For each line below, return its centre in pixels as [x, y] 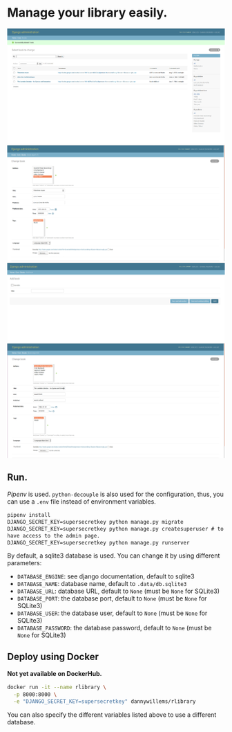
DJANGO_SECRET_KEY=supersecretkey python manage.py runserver [98, 542]
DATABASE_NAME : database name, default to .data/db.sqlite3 [102, 583]
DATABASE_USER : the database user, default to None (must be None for [112, 613]
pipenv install [29, 515]
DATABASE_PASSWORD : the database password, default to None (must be [114, 628]
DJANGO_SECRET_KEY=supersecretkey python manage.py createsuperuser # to [116, 529]
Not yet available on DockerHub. [55, 673]
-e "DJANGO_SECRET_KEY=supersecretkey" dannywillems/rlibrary [105, 702]
